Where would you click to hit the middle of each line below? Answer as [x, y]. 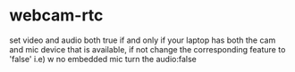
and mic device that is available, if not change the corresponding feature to [147, 49]
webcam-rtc [56, 16]
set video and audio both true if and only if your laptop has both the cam [143, 40]
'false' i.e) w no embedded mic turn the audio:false [103, 59]
